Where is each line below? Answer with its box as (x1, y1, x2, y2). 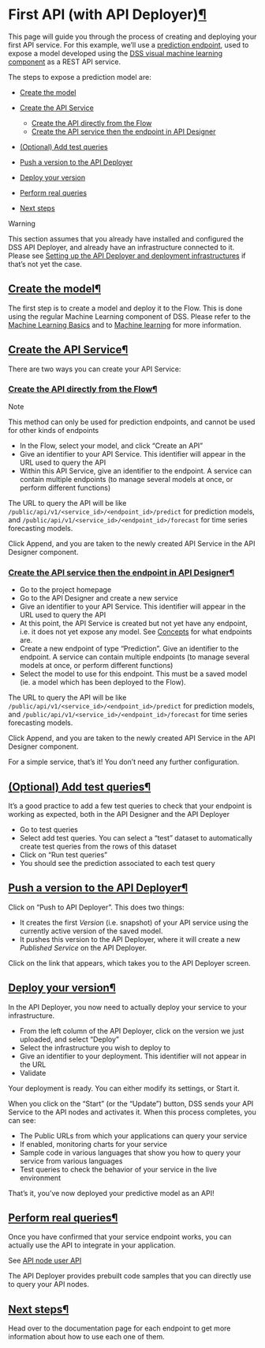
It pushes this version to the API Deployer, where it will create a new (19, 934, 241, 944)
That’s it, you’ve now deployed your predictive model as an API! (8, 1188, 215, 1198)
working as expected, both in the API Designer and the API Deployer (8, 809, 230, 818)
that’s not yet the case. (8, 259, 83, 268)
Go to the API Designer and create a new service (19, 594, 179, 603)
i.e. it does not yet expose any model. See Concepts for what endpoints (19, 627, 252, 636)
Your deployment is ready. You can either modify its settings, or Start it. (8, 1083, 241, 1093)
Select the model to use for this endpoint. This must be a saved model (19, 669, 248, 678)
